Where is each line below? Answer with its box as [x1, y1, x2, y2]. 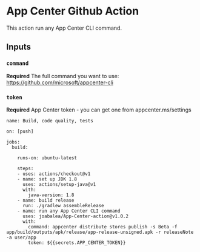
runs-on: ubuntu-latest [17, 154, 78, 161]
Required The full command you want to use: [6, 72, 119, 79]
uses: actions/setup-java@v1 [22, 181, 96, 187]
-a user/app [6, 234, 36, 240]
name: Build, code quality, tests [6, 118, 94, 124]
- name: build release [17, 197, 75, 204]
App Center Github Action [6, 4, 139, 18]
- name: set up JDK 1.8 [17, 176, 78, 182]
